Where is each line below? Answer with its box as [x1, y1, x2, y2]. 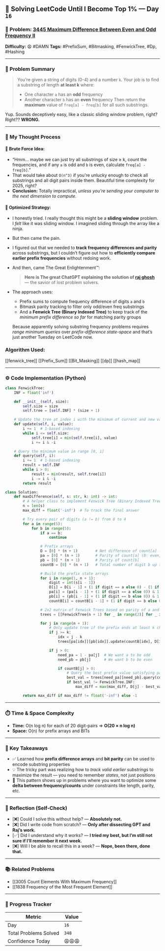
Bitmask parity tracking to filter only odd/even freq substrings [19, 304, 144, 310]
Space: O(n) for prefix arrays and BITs [12, 728, 90, 734]
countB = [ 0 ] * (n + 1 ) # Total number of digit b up [40, 562, 157, 567]
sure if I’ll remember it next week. [12, 837, 82, 843]
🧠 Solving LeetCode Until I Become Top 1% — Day [5, 5, 159, 13]
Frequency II [5, 32, 35, 39]
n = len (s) [23, 503, 45, 509]
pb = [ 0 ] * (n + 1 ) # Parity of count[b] [40, 557, 139, 563]
